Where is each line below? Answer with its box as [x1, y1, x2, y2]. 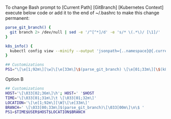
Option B [5, 76, 24, 82]
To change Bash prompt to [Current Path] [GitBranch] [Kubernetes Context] [5, 5, 164, 10]
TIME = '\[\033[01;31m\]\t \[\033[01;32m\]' [5, 95, 97, 101]
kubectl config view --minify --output [10, 48, 95, 53]
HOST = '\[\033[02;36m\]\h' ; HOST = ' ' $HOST [5, 91, 95, 96]
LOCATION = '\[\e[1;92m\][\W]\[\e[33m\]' [5, 100, 90, 105]
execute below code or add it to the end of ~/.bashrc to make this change [5, 10, 159, 16]
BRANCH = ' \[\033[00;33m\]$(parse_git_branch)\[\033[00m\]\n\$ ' [5, 105, 145, 110]
